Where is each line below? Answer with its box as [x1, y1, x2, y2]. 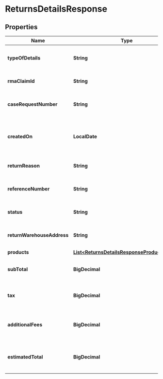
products [7, 249, 29, 255]
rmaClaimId [7, 78, 35, 84]
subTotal [7, 266, 28, 272]
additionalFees [7, 322, 43, 328]
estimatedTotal [7, 354, 43, 360]
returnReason [7, 162, 40, 169]
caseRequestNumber [7, 101, 58, 108]
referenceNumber [7, 186, 50, 192]
